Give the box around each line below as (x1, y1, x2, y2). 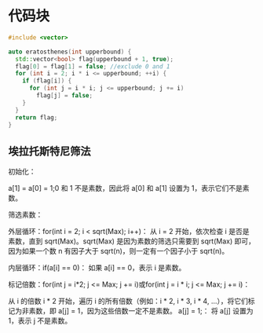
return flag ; (15, 113, 58, 122)
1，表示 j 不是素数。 (8, 316, 72, 326)
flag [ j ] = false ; (36, 92, 93, 100)
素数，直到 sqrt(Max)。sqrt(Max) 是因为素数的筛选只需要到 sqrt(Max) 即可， (8, 236, 255, 246)
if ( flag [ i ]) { (22, 77, 72, 85)
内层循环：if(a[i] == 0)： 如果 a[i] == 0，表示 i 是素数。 (8, 263, 186, 273)
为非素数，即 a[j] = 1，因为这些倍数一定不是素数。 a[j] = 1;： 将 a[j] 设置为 (14, 306, 254, 316)
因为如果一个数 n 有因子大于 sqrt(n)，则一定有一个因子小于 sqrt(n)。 (8, 247, 229, 256)
